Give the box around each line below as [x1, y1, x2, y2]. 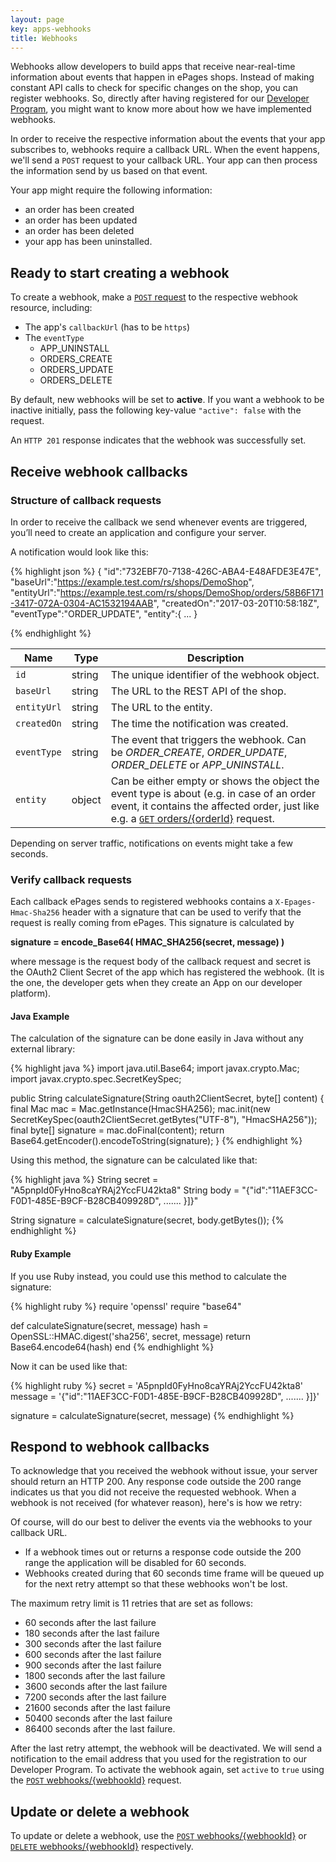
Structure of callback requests [10, 493, 162, 507]
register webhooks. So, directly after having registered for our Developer [10, 92, 310, 105]
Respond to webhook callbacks [10, 1438, 210, 1455]
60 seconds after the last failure [24, 1617, 157, 1629]
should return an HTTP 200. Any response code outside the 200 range [10, 1476, 302, 1488]
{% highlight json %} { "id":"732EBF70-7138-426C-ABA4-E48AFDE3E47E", [10, 565, 322, 577]
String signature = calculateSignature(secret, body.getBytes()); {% [10, 1214, 285, 1226]
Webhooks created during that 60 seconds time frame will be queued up [24, 1567, 325, 1580]
